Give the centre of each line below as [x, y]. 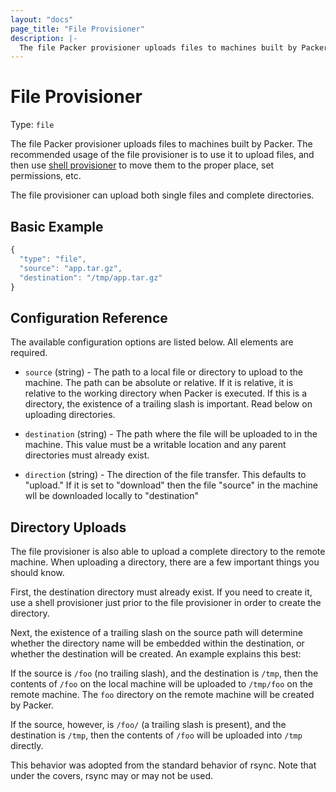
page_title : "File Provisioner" [77, 29]
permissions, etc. [46, 176]
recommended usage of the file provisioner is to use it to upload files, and [162, 155]
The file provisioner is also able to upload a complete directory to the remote [168, 551]
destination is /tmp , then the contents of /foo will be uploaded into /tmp [156, 735]
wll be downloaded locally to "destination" [112, 496]
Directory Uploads [68, 527]
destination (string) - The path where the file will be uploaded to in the [171, 434]
